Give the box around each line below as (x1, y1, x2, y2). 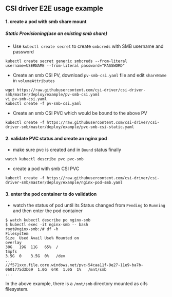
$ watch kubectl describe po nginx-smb (5, 218, 91, 223)
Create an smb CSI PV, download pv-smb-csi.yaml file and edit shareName (12, 72, 167, 78)
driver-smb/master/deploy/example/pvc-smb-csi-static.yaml (5, 124, 135, 129)
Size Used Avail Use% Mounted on (5, 236, 80, 241)
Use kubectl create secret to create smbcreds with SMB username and (12, 43, 164, 49)
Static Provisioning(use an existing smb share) (5, 30, 108, 36)
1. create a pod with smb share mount (5, 18, 87, 25)
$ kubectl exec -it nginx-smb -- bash (5, 222, 88, 228)
